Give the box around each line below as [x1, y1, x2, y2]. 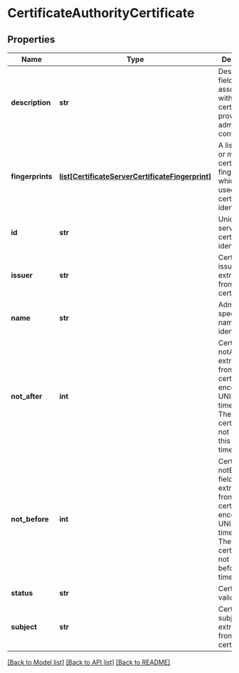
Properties [7, 33, 55, 46]
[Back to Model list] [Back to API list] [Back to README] [7, 658, 171, 667]
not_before [11, 514, 49, 524]
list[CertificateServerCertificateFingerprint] [59, 172, 212, 181]
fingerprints [11, 172, 53, 181]
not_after [11, 392, 43, 401]
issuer [11, 271, 33, 280]
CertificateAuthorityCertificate [7, 5, 195, 21]
